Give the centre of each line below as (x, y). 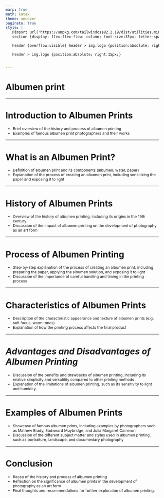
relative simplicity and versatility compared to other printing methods (73, 380)
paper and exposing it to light (38, 179)
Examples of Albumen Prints (64, 413)
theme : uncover (21, 19)
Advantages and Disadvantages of (78, 351)
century (19, 221)
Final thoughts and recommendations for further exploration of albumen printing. (84, 491)
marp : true (17, 10)
